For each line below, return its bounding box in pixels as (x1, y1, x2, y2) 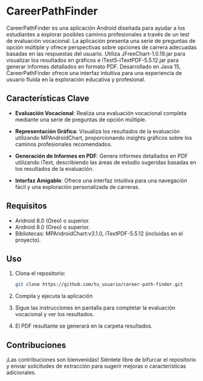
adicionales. (6, 369, 36, 376)
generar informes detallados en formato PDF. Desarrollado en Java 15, (6, 62, 181, 70)
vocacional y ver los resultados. (14, 311, 95, 318)
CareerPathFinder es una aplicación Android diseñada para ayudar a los (6, 24, 185, 31)
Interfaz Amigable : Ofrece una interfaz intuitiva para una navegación (14, 177, 187, 184)
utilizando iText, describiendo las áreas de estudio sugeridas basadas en (14, 159, 196, 166)
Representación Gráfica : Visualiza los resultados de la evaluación (14, 127, 180, 134)
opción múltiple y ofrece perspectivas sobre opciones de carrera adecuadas (6, 44, 197, 51)
